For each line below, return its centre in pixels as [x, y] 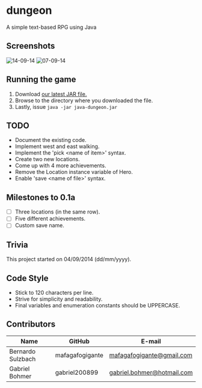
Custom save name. [40, 226]
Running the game [41, 80]
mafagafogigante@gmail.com [151, 355]
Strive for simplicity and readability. [59, 299]
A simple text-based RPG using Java [51, 27]
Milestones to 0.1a [41, 197]
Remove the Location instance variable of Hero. [74, 172]
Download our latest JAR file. [51, 94]
